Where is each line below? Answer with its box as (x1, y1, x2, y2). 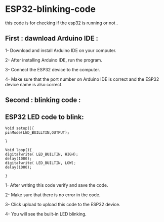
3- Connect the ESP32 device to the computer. (5, 66, 100, 72)
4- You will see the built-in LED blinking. (5, 211, 86, 217)
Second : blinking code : (5, 96, 81, 105)
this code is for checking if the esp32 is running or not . (5, 20, 118, 26)
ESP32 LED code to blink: (5, 112, 84, 121)
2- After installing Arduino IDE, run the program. (5, 57, 103, 63)
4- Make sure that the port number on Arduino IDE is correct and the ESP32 (5, 76, 159, 82)
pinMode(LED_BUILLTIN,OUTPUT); (5, 130, 70, 135)
